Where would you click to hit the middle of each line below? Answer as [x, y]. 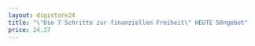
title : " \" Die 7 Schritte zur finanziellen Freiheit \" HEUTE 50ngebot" [128, 23]
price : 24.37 [30, 30]
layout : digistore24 [42, 15]
